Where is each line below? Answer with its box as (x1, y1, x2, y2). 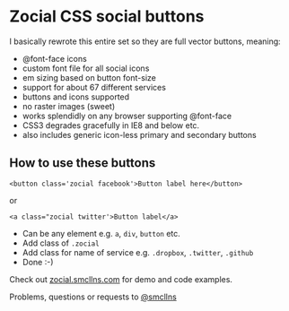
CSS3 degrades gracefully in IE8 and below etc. (22, 119, 200, 131)
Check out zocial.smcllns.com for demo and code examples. (9, 273, 233, 284)
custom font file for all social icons (22, 63, 150, 73)
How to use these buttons (9, 155, 156, 171)
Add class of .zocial (22, 238, 101, 248)
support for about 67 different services (22, 82, 166, 92)
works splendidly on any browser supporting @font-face (22, 110, 232, 121)
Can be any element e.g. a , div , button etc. (22, 228, 181, 238)
